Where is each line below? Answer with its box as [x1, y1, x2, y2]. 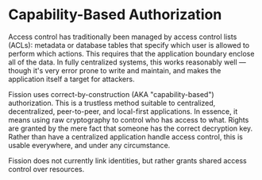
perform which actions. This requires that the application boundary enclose [8, 49, 255, 58]
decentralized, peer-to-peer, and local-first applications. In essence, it [8, 106, 238, 116]
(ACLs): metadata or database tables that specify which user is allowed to [8, 40, 250, 49]
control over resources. [8, 164, 85, 174]
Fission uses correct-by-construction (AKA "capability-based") [8, 89, 214, 99]
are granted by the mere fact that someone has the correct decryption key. [8, 123, 253, 133]
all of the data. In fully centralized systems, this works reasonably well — [8, 57, 246, 67]
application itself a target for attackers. [8, 74, 135, 84]
